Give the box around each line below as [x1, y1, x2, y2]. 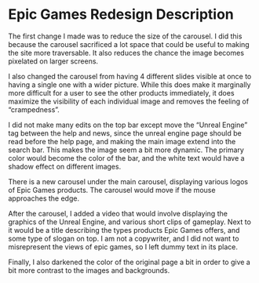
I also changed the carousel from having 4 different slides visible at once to [8, 71, 252, 81]
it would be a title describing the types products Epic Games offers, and [8, 225, 240, 234]
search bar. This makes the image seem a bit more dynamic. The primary [8, 145, 245, 154]
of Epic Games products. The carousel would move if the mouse [8, 185, 216, 194]
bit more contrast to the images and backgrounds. [8, 265, 170, 275]
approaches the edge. [8, 194, 80, 203]
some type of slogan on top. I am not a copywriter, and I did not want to [8, 234, 239, 243]
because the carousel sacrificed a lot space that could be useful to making [8, 39, 250, 49]
